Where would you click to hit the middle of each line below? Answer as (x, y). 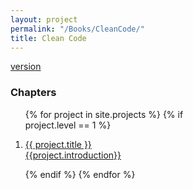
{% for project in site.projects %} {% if (104, 114)
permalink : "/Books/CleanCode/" (77, 29)
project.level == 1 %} (68, 125)
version (26, 67)
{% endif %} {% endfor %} (80, 174)
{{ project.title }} (58, 144)
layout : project (44, 19)
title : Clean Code (48, 38)
